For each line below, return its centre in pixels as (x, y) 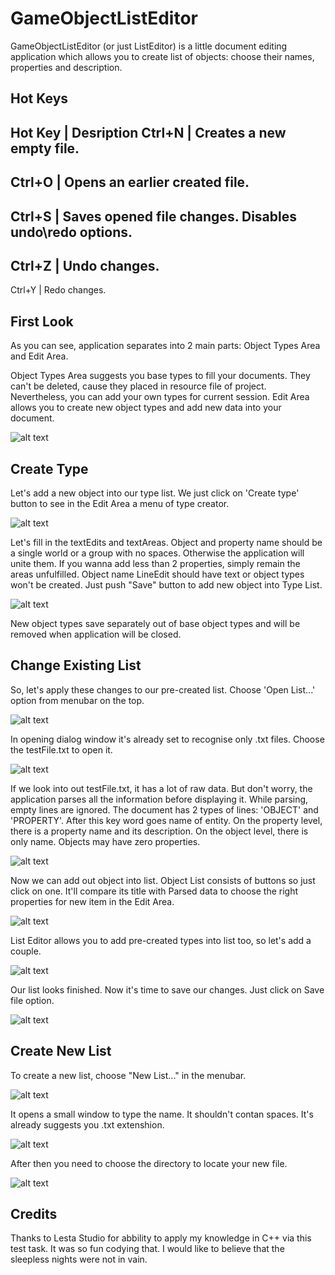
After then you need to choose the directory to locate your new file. (149, 1163)
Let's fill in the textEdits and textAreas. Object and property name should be (166, 542)
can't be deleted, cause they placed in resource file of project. (138, 386)
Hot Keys (39, 98)
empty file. (45, 148)
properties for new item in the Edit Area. (92, 901)
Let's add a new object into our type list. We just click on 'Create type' (155, 493)
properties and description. (66, 67)
